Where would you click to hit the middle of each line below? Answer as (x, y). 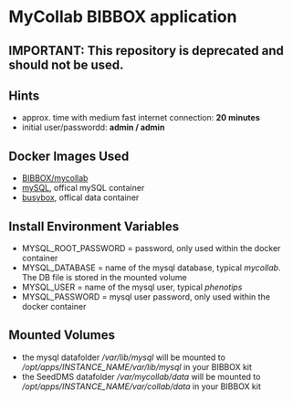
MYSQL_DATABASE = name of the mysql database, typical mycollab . (151, 268)
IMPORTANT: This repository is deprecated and (146, 51)
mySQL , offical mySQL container (83, 188)
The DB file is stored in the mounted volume (105, 278)
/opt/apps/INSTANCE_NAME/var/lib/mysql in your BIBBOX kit (137, 366)
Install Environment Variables (94, 226)
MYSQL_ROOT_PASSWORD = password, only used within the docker (151, 248)
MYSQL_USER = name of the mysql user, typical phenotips (132, 287)
